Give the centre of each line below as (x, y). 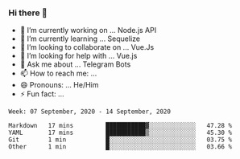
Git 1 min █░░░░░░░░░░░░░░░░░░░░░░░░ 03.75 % (120, 140)
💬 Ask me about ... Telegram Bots (75, 64)
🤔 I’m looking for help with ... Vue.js (79, 56)
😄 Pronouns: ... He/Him (59, 85)
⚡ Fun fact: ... (42, 94)
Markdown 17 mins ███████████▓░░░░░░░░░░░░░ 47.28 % (120, 126)
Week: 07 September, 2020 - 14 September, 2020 (90, 112)
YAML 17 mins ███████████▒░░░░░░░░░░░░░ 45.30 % (120, 133)
